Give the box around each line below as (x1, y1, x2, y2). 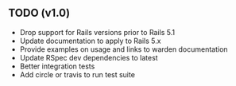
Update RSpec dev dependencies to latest (19, 53, 158, 62)
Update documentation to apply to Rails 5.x (19, 36, 161, 45)
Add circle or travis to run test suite (19, 69, 135, 79)
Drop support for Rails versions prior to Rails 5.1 (19, 27, 176, 37)
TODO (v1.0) (8, 6, 70, 20)
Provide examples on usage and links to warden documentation (19, 44, 228, 54)
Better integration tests (19, 61, 95, 71)
